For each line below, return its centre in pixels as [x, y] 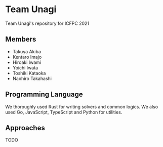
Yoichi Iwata [25, 67]
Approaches [25, 128]
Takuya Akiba [27, 51]
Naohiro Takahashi [32, 78]
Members [21, 39]
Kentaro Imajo [27, 57]
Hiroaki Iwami [27, 62]
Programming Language [44, 95]
